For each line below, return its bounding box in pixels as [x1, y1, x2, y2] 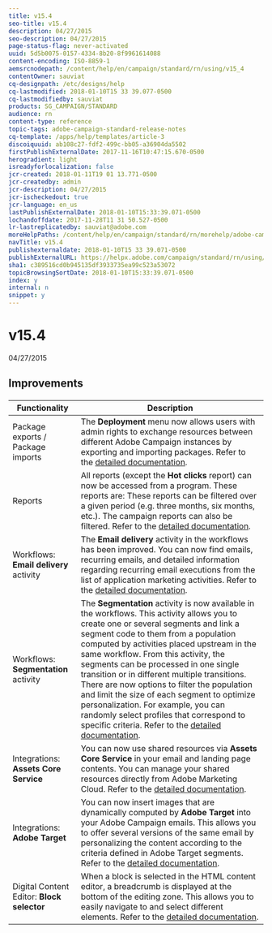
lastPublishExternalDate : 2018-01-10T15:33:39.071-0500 [8, 208, 201, 216]
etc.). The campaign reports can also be [80, 511, 233, 522]
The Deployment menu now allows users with [80, 416, 256, 427]
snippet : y [8, 292, 45, 300]
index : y [8, 276, 38, 284]
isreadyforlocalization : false [8, 163, 114, 171]
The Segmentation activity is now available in [80, 598, 255, 609]
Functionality [16, 403, 69, 414]
